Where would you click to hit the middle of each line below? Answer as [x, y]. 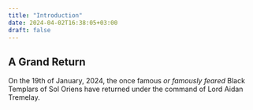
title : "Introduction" [45, 15]
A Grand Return [47, 62]
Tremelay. [24, 97]
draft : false [30, 30]
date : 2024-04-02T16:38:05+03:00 [63, 23]
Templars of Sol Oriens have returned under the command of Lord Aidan [126, 89]
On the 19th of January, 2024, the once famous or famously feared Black [127, 81]
